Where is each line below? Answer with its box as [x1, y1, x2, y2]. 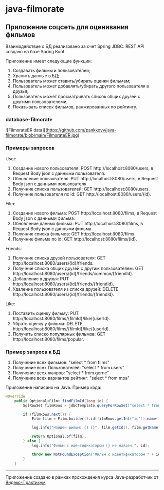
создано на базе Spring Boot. [5, 49, 66, 54]
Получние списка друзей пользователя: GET [12, 255, 106, 261]
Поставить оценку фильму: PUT [12, 310, 79, 316]
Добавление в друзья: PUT [12, 276, 69, 281]
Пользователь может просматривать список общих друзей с [12, 94, 141, 99]
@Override [5, 394, 26, 399]
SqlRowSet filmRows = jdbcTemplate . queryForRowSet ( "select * [23, 403, 150, 408]
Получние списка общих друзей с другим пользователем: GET [12, 265, 144, 271]
